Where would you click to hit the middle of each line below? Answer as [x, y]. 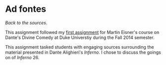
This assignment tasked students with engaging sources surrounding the [80, 47]
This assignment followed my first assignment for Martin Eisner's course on [82, 32]
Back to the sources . [26, 23]
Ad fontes [26, 9]
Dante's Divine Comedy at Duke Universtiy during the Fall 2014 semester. [80, 37]
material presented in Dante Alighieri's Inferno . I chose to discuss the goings [83, 52]
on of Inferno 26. [22, 57]
